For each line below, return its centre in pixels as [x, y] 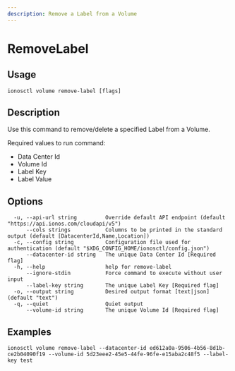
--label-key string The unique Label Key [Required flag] [122, 286]
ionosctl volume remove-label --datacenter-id [77, 348]
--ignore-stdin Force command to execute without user [124, 273]
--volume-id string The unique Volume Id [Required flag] [122, 310]
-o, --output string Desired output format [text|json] [112, 292]
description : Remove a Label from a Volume [72, 14]
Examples [29, 332]
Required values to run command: [56, 143]
